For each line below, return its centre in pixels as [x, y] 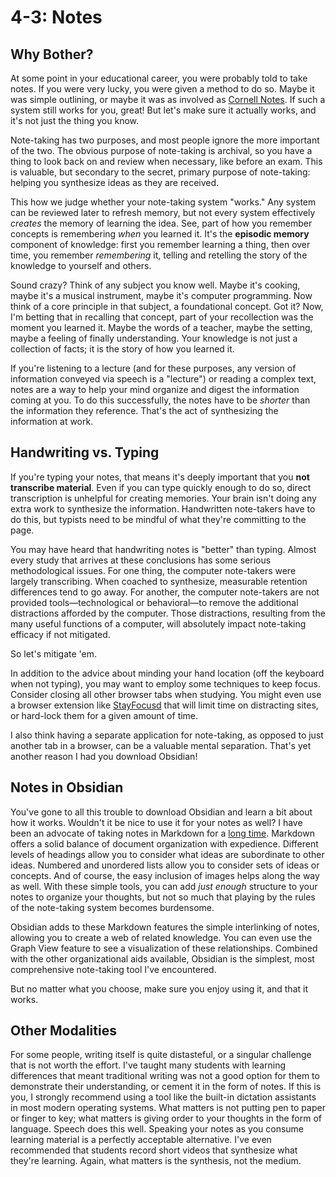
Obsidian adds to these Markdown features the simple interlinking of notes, [165, 927]
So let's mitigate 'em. [54, 653]
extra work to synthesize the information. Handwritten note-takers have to [163, 508]
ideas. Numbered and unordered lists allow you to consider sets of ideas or [165, 865]
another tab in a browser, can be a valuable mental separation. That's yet [161, 745]
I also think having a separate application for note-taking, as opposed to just [167, 735]
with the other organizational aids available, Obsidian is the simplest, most [162, 958]
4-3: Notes [56, 17]
